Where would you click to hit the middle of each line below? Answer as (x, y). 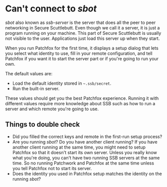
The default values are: (29, 73)
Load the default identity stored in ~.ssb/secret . (62, 83)
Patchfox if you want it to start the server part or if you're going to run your (82, 58)
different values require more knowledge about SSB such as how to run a (80, 103)
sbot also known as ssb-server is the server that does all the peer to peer (81, 22)
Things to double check (43, 124)
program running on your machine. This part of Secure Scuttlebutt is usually (83, 33)
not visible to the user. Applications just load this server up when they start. (83, 38)
